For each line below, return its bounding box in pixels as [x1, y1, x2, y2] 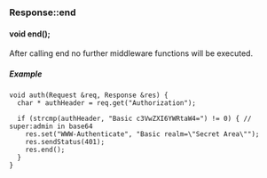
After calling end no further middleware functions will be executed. [9, 48, 254, 59]
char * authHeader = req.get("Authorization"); [17, 99, 197, 108]
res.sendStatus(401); [25, 138, 105, 147]
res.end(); [25, 145, 66, 155]
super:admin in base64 [9, 122, 93, 131]
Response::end [9, 6, 77, 19]
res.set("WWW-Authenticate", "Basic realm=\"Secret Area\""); [25, 130, 260, 139]
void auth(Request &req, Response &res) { [9, 91, 169, 100]
